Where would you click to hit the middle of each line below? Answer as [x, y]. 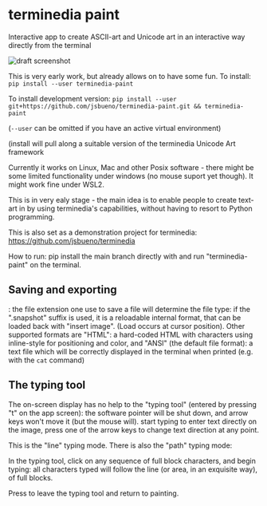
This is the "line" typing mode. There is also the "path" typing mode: [120, 445]
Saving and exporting [63, 290]
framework [26, 152]
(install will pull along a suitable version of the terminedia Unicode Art [122, 143]
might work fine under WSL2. [57, 184]
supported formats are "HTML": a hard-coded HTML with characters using [131, 334]
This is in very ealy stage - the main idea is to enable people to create [123, 200]
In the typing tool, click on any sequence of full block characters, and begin [132, 461]
